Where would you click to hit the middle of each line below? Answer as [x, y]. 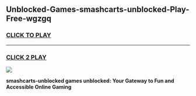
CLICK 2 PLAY [26, 57]
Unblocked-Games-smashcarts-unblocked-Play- [98, 10]
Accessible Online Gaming [39, 87]
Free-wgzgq [29, 19]
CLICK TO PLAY [29, 35]
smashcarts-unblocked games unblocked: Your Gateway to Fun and [90, 80]
